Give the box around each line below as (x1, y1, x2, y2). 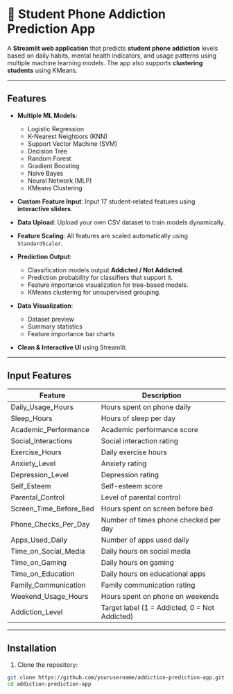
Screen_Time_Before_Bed (10, 504, 95, 513)
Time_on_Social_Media (10, 546, 85, 556)
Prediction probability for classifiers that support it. (27, 273, 173, 281)
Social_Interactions (10, 436, 73, 445)
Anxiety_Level (10, 458, 56, 468)
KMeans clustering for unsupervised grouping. (27, 288, 161, 296)
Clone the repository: (17, 661, 78, 669)
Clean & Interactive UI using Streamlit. (17, 343, 128, 352)
